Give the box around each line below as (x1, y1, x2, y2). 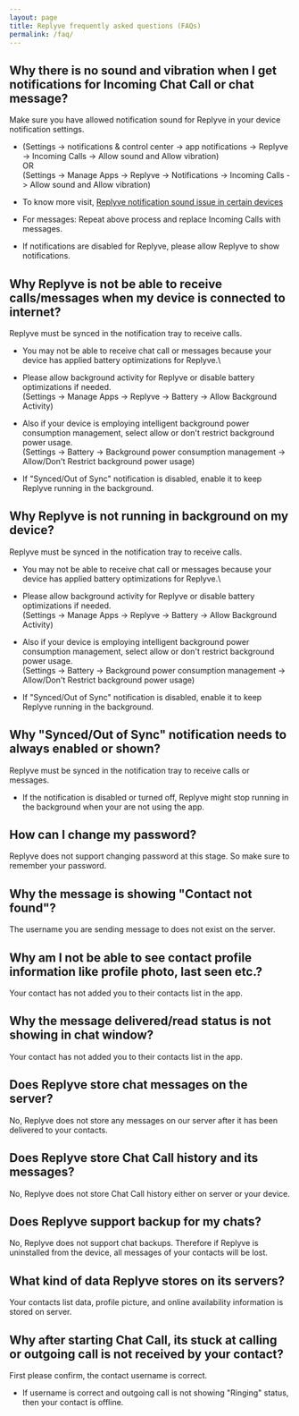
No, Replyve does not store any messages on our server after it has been (9, 1115, 278, 1125)
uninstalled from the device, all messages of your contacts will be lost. (9, 1247, 268, 1258)
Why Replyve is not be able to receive (9, 276, 223, 292)
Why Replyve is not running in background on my (9, 509, 288, 524)
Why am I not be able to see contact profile (9, 950, 253, 965)
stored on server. (9, 1307, 72, 1318)
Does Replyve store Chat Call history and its (9, 1150, 259, 1166)
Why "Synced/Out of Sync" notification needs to (9, 727, 287, 742)
